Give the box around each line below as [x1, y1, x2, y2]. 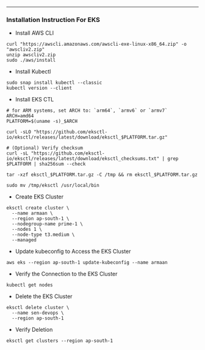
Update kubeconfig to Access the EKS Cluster [15, 248, 131, 255]
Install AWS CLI [15, 29, 54, 37]
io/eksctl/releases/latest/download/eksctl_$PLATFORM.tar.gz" [6, 134, 168, 140]
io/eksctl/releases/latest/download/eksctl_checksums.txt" [6, 156, 160, 162]
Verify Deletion [15, 326, 53, 334]
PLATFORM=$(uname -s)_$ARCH [6, 118, 78, 125]
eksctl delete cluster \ [6, 305, 70, 311]
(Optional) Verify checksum [12, 145, 84, 151]
